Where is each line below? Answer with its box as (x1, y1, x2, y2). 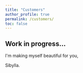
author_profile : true (5, 12, 50, 17)
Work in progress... (5, 39, 66, 48)
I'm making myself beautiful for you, (5, 53, 79, 59)
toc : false (5, 21, 28, 26)
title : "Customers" (5, 7, 45, 12)
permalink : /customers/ (5, 16, 54, 21)
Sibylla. (5, 63, 20, 69)
